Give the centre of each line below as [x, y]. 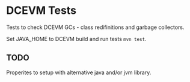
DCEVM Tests [41, 11]
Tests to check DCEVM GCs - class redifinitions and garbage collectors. [95, 27]
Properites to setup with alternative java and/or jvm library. [79, 72]
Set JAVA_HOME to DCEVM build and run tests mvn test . [76, 39]
